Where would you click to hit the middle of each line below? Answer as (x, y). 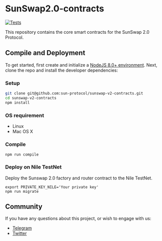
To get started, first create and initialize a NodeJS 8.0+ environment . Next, (81, 65)
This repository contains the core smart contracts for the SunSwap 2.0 (78, 32)
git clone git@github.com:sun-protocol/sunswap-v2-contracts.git (74, 93)
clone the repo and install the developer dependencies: (62, 70)
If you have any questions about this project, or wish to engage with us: (78, 219)
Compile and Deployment (45, 53)
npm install (17, 102)
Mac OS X (23, 131)
